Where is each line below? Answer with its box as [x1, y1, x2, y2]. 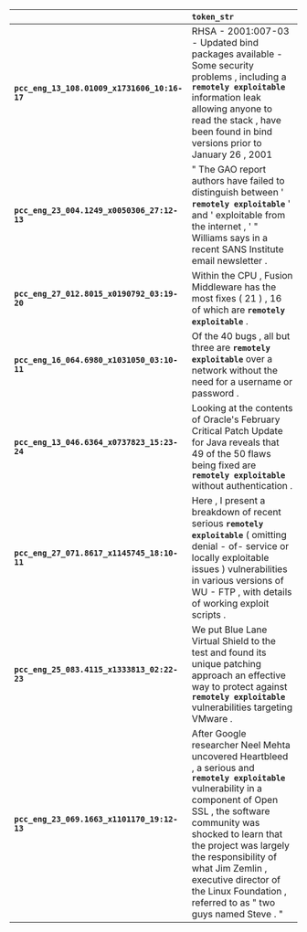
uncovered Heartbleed [191, 750, 289, 762]
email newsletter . [191, 255, 268, 267]
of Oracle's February [191, 413, 281, 426]
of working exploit [191, 598, 270, 609]
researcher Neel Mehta [191, 739, 291, 751]
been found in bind [191, 125, 272, 138]
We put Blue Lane [191, 623, 268, 636]
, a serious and [191, 762, 255, 774]
